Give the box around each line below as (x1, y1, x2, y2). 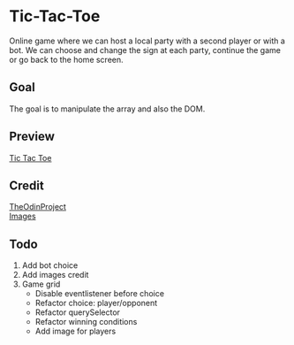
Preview (9, 129, 56, 144)
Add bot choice (21, 260, 79, 271)
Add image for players (34, 326, 117, 337)
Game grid (21, 279, 61, 289)
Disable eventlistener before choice (34, 288, 165, 299)
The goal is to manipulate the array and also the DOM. (9, 103, 206, 114)
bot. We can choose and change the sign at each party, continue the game (9, 44, 281, 55)
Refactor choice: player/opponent (34, 298, 158, 309)
